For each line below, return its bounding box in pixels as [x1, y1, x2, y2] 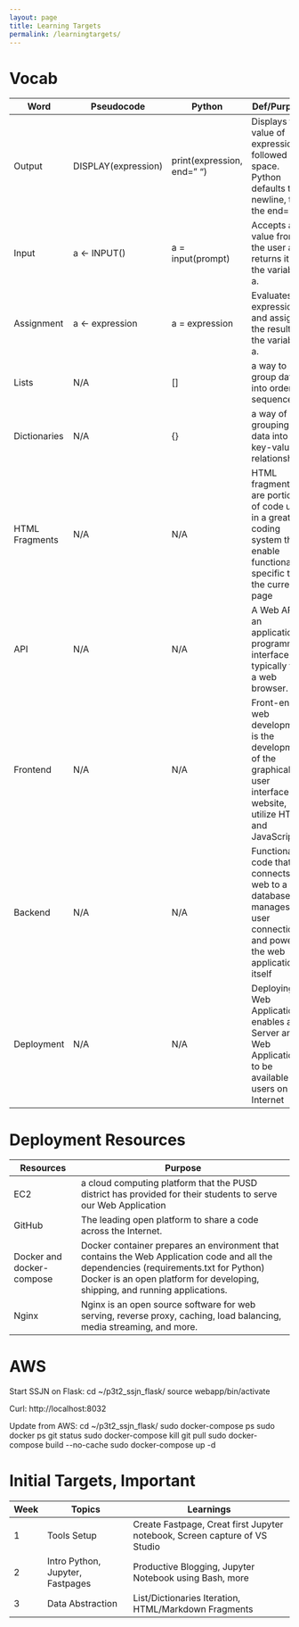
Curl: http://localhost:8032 [9, 1403, 107, 1415]
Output [13, 160, 43, 172]
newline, [251, 194, 287, 206]
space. [251, 160, 280, 172]
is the [251, 730, 274, 743]
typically [251, 660, 287, 672]
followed [251, 149, 287, 162]
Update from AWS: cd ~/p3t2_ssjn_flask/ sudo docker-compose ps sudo [9, 1421, 276, 1432]
